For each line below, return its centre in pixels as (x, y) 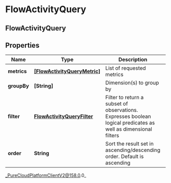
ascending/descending (133, 150)
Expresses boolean (128, 116)
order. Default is (124, 157)
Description (133, 59)
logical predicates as (130, 123)
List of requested (125, 68)
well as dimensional (129, 129)
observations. (122, 110)
